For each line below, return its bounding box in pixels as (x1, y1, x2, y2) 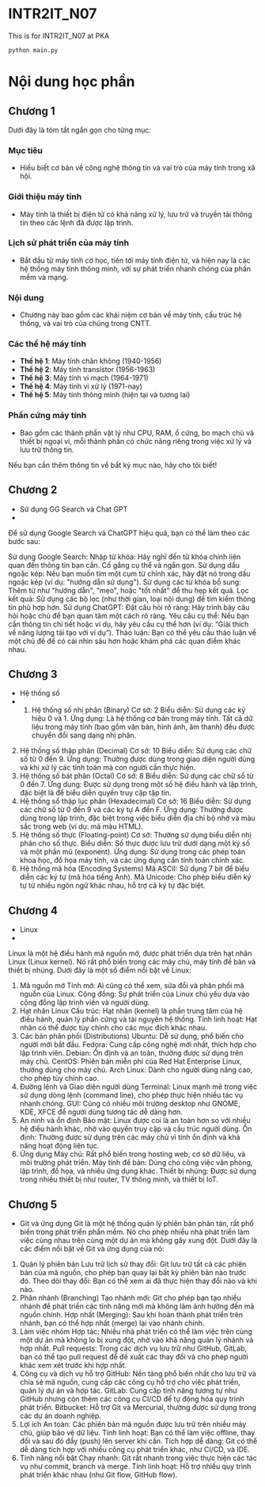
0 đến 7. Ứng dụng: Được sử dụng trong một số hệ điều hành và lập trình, (19, 780, 258, 789)
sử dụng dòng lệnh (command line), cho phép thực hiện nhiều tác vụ (19, 1090, 244, 1100)
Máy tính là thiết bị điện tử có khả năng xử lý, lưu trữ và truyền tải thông (19, 209, 252, 219)
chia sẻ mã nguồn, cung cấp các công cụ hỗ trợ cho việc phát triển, (19, 1377, 241, 1386)
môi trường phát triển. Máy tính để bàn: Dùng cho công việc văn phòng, (19, 1158, 253, 1167)
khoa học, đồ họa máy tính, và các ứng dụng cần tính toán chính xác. (19, 856, 245, 865)
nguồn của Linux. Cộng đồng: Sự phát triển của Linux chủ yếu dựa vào (19, 989, 250, 999)
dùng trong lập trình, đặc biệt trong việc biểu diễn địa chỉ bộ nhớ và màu (19, 814, 256, 823)
